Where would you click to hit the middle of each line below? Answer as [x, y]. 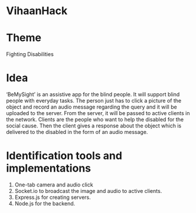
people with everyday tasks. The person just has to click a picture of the [94, 101]
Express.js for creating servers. [53, 197]
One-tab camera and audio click [54, 185]
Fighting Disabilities [30, 54]
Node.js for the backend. [45, 204]
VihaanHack [37, 11]
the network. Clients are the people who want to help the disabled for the [95, 120]
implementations [49, 168]
